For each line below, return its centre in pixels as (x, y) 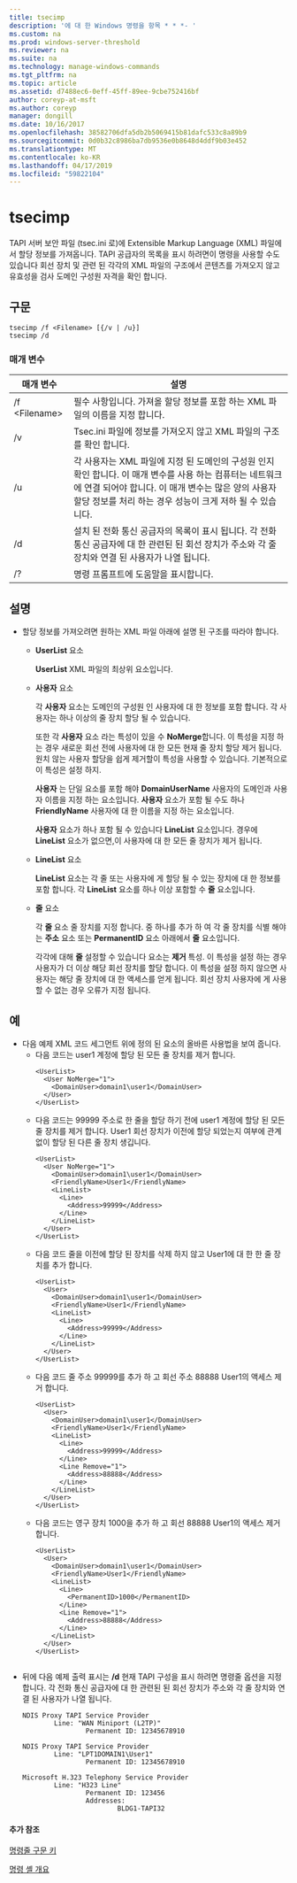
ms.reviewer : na (39, 50)
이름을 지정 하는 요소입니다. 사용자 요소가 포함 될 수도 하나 (145, 800)
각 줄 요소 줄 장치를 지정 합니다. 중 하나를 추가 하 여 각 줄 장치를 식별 (152, 927)
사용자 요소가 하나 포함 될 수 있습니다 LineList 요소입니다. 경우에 (146, 830)
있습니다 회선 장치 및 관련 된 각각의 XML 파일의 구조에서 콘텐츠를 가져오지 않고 (145, 266)
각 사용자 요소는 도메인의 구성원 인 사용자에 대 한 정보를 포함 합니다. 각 (156, 707)
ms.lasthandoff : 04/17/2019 (61, 166)
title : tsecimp (37, 17)
